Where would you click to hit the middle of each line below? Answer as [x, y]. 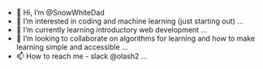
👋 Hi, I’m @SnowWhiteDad [60, 13]
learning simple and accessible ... [72, 47]
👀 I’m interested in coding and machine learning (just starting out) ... [129, 21]
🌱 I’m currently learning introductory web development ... [112, 30]
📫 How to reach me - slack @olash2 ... [82, 56]
